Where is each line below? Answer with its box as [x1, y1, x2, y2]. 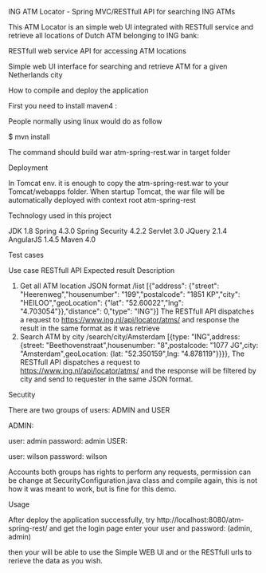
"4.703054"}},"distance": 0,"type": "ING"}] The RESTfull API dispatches [19, 306, 255, 316]
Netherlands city [8, 70, 63, 79]
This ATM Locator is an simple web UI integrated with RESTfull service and [8, 22, 253, 31]
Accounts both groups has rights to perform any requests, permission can [8, 467, 252, 476]
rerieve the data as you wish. [8, 556, 104, 565]
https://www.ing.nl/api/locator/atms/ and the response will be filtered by [19, 366, 256, 375]
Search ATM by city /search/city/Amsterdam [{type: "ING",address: [19, 332, 241, 342]
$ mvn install [8, 132, 50, 141]
